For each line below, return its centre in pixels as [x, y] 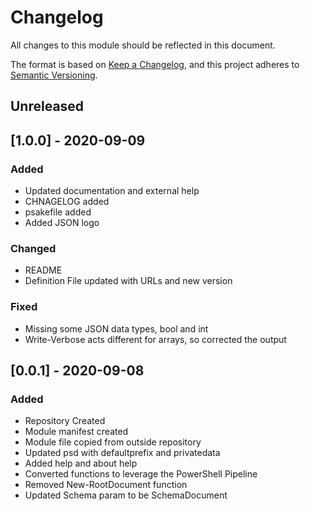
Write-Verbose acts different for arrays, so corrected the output [155, 339]
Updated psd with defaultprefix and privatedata [122, 453]
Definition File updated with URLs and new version [128, 281]
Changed [33, 248]
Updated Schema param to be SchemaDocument [126, 495]
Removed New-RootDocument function [106, 485]
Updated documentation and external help [112, 191]
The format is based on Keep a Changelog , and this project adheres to [155, 64]
